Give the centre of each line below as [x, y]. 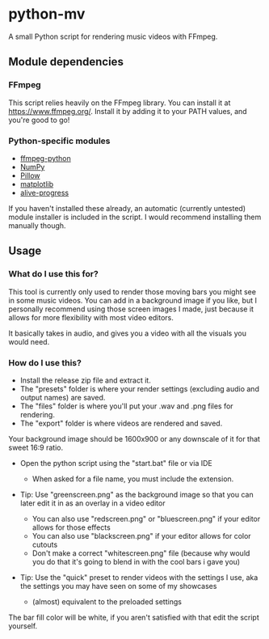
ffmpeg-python [45, 158]
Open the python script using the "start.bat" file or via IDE [116, 463]
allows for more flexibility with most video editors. [91, 317]
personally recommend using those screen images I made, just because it [131, 309]
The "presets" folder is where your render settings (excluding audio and [140, 388]
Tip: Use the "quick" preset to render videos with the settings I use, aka [139, 577]
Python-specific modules [59, 141]
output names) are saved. [63, 397]
